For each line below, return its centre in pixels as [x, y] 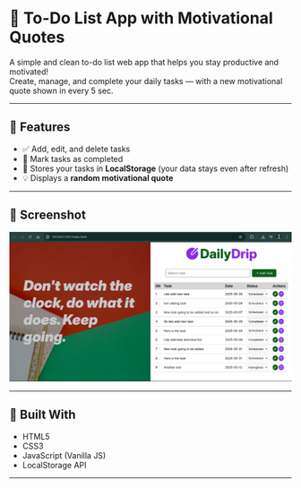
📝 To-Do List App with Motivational [141, 18]
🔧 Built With [43, 415]
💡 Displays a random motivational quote [98, 177]
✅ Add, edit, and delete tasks [76, 149]
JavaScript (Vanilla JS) [64, 455]
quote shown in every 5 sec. [61, 90]
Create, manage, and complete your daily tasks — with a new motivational [146, 81]
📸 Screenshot [48, 215]
